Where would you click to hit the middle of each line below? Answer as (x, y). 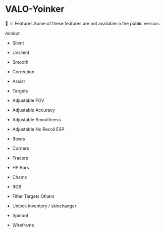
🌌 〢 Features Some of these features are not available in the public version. (82, 23)
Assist (19, 81)
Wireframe (23, 225)
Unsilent (21, 52)
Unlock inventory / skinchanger (44, 206)
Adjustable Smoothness (36, 119)
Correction (23, 71)
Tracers (20, 158)
